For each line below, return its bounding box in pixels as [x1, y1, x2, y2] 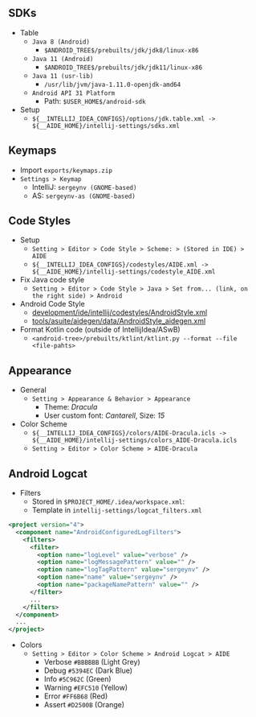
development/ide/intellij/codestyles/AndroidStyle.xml [31, 307, 208, 317]
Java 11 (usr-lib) [31, 72, 94, 80]
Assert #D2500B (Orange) [43, 700, 125, 710]
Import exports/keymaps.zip [19, 165, 112, 175]
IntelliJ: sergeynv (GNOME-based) [31, 182, 137, 192]
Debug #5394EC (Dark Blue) [43, 665, 133, 675]
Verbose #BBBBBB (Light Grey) [43, 657, 140, 667]
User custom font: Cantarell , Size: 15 [43, 410, 165, 421]
